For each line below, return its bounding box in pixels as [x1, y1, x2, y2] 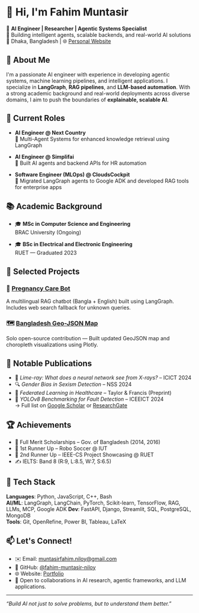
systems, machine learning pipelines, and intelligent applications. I [6, 77, 168, 84]
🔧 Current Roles [6, 113, 65, 123]
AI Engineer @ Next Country [14, 129, 86, 136]
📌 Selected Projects [6, 266, 80, 276]
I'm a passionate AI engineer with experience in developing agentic [6, 71, 170, 78]
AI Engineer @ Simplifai [14, 153, 74, 160]
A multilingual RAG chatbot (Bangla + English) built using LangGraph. [6, 298, 175, 305]
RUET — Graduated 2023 [14, 249, 77, 257]
